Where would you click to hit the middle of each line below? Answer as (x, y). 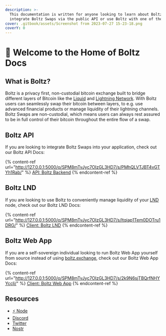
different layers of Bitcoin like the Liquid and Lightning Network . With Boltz (81, 98)
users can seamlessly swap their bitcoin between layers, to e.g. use (74, 104)
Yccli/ (11, 283)
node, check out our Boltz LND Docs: (43, 205)
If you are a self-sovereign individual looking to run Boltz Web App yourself (82, 252)
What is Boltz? (28, 81)
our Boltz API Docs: (25, 152)
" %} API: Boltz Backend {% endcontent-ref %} (69, 172)
